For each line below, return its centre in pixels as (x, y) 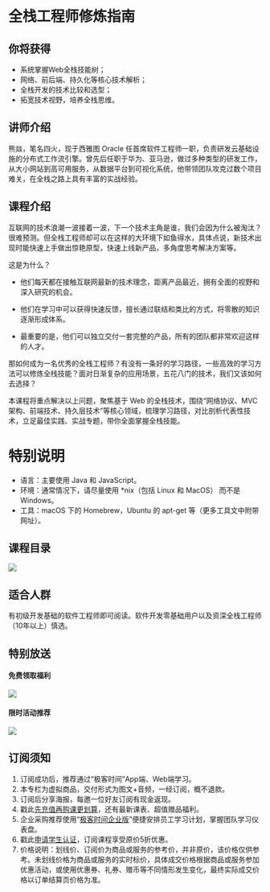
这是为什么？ (29, 264)
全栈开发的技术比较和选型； (66, 90)
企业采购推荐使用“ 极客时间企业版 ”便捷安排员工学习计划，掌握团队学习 (136, 819)
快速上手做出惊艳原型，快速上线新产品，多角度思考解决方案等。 (135, 247)
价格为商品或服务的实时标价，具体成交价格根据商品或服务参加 (157, 859)
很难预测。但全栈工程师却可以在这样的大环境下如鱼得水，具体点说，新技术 (131, 237)
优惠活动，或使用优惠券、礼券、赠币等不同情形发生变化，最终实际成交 (136, 869)
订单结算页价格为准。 (70, 879)
